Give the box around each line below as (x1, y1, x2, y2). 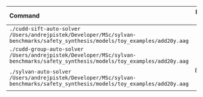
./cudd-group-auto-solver (9, 46, 84, 52)
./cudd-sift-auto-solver (9, 25, 81, 32)
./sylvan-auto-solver (9, 69, 71, 75)
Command (9, 11, 40, 20)
